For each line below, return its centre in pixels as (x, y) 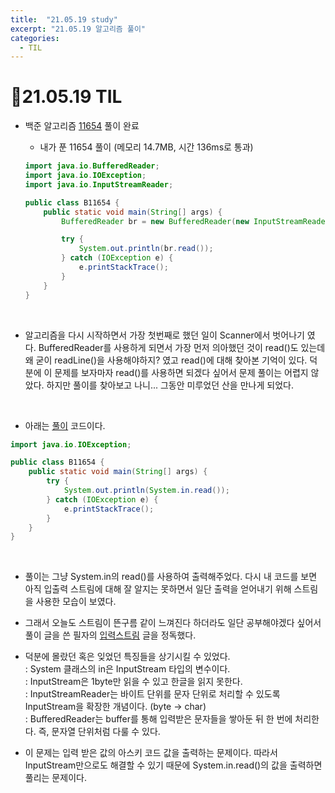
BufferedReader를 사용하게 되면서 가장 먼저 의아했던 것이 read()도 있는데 (182, 347)
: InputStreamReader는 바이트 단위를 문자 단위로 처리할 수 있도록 (152, 694)
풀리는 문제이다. (55, 778)
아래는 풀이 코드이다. (65, 425)
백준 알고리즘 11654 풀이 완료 (82, 126)
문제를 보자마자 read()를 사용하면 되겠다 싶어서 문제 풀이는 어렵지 (181, 372)
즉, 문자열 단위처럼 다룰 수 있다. (99, 732)
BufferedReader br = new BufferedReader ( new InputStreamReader (195, 221)
